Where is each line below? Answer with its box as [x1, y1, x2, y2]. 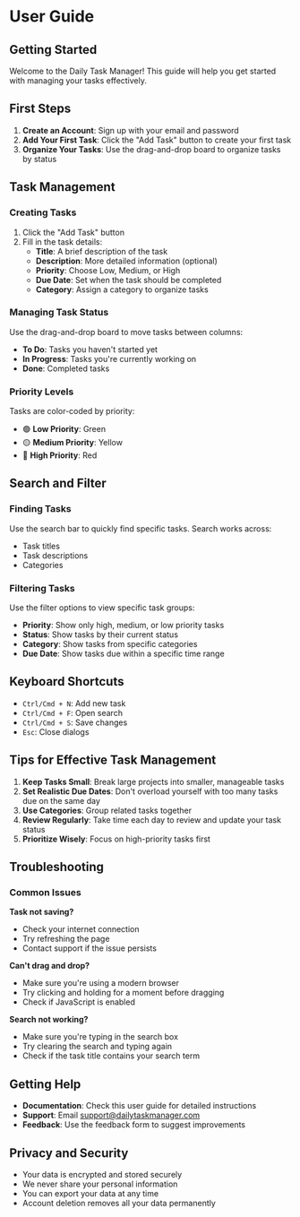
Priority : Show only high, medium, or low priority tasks [21, 620, 225, 631]
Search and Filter [9, 476, 107, 491]
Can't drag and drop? [9, 961, 90, 971]
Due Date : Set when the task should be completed [35, 274, 222, 285]
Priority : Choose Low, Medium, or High [35, 264, 181, 275]
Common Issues [9, 886, 82, 899]
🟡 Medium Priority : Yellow [21, 437, 124, 448]
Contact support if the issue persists [21, 943, 157, 954]
